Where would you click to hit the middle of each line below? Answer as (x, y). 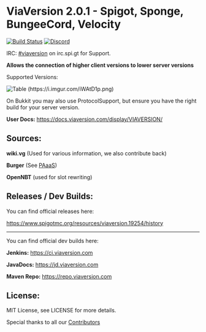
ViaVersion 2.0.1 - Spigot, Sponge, (95, 11)
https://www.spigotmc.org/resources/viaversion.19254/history (85, 223)
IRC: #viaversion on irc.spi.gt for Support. (59, 53)
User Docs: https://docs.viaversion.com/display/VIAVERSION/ (85, 119)
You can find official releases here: (50, 211)
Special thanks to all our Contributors (53, 322)
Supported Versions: (32, 77)
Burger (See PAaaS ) (32, 165)
